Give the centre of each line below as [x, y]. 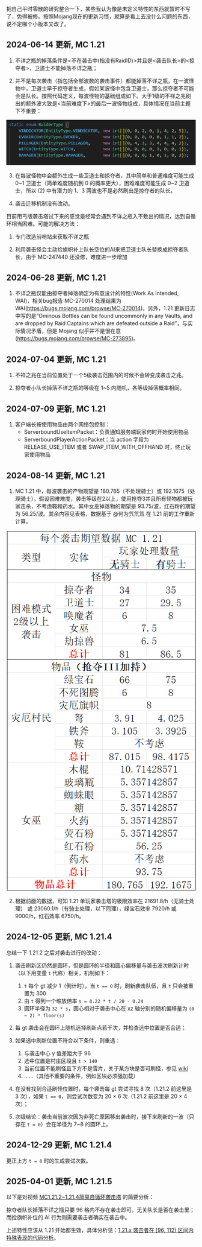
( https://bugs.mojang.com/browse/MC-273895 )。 [77, 338]
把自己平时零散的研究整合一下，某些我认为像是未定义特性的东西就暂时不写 [98, 9]
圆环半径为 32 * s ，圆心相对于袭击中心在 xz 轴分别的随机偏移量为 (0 [109, 1008]
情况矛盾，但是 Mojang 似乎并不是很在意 [71, 331]
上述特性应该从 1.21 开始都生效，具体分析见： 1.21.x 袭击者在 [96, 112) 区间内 [100, 1230]
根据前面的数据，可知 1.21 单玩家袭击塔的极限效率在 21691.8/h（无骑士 [102, 901]
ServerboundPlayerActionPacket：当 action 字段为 [86, 440]
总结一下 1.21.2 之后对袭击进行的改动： [54, 953]
